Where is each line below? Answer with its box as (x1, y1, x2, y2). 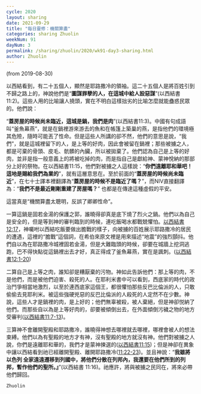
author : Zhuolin (6, 53, 47, 59)
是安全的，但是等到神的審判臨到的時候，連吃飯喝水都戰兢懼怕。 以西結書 (6, 218, 184, 225)
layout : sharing (6, 14, 47, 20)
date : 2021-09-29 (6, 20, 50, 26)
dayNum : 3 (6, 43, 31, 49)
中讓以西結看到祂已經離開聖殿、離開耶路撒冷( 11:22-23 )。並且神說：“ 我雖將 (6, 348, 191, 356)
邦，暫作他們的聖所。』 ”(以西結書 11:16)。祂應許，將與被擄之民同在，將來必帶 (6, 363, 193, 371)
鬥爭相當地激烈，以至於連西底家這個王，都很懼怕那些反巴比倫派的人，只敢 (11, 283, 195, 290)
